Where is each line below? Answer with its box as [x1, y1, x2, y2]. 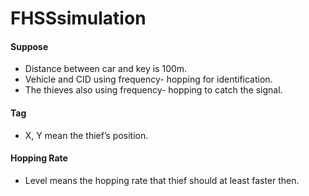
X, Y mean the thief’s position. [24, 129, 149, 141]
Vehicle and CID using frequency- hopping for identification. [24, 73, 273, 86]
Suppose [10, 40, 49, 52]
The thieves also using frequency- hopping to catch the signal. [24, 84, 283, 96]
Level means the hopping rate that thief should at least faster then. [24, 174, 300, 186]
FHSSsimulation [10, 7, 147, 30]
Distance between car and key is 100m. [24, 63, 188, 75]
